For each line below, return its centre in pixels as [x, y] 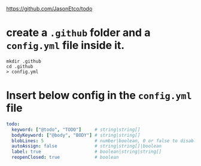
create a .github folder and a [78, 33]
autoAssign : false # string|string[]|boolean [87, 146]
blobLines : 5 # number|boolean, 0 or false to [95, 141]
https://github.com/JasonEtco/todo [49, 9]
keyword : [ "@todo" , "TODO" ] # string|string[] [76, 130]
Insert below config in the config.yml [99, 96]
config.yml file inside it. [66, 46]
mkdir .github [24, 61]
